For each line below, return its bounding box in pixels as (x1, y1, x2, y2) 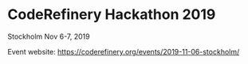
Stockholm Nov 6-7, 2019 (7, 32, 90, 41)
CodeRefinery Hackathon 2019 (7, 6, 216, 24)
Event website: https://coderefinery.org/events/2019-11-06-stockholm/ (7, 47, 240, 56)
